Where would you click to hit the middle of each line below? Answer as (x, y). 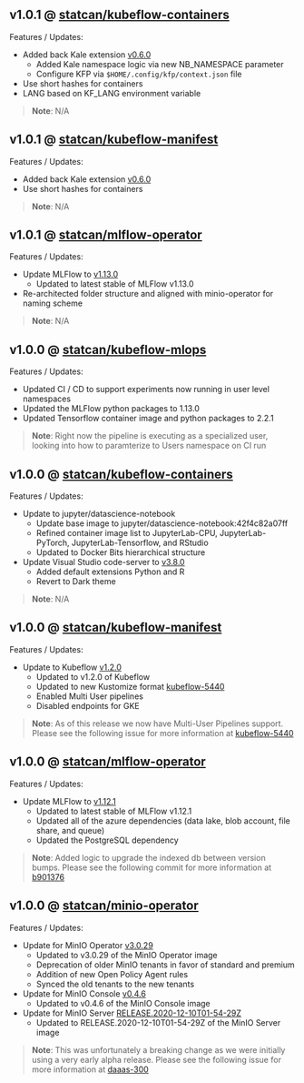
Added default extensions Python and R (110, 572)
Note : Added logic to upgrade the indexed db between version (148, 857)
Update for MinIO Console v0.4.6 (84, 993)
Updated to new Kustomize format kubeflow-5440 (130, 686)
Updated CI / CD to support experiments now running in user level (146, 390)
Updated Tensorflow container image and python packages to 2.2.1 (148, 419)
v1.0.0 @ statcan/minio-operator (104, 906)
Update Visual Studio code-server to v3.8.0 (103, 562)
